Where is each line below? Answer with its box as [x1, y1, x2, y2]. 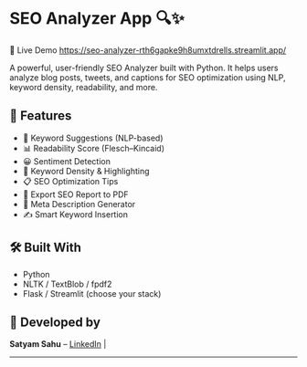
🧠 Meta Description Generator [22, 198, 136, 209]
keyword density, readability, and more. [9, 81, 158, 92]
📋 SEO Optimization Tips [22, 175, 119, 186]
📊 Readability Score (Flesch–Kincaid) [22, 142, 165, 153]
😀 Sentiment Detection [22, 155, 111, 166]
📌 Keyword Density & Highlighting [22, 165, 150, 176]
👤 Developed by [9, 314, 101, 330]
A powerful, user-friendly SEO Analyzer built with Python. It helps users [9, 62, 279, 73]
